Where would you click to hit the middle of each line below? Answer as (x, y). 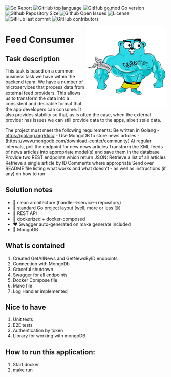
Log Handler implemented (40, 291)
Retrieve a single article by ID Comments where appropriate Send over (80, 163)
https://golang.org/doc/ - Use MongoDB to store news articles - (72, 136)
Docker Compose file (35, 280)
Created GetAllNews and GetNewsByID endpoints (65, 258)
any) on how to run (25, 174)
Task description (33, 58)
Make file (22, 285)
